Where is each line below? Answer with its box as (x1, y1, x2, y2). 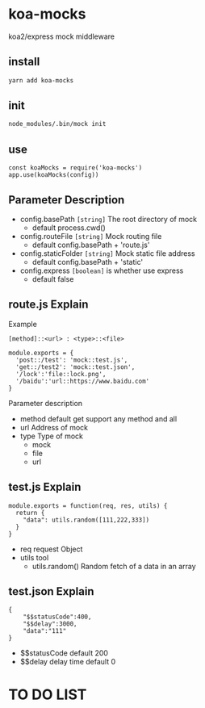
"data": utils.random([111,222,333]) (23, 516, 150, 524)
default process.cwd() (31, 223, 107, 233)
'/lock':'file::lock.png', (15, 370, 107, 378)
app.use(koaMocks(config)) (8, 171, 99, 179)
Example (8, 319, 38, 329)
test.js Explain (8, 480, 82, 494)
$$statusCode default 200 (19, 648, 109, 658)
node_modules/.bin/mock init (8, 120, 107, 128)
